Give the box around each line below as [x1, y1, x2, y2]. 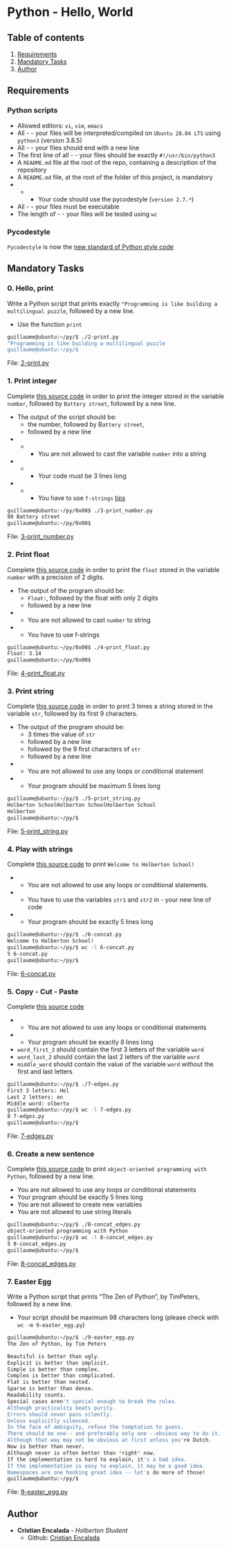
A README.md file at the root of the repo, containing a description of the [17, 158, 216, 166]
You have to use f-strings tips [37, 493, 126, 502]
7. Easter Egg [7, 1276, 52, 1286]
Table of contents [7, 32, 84, 44]
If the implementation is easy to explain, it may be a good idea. [7, 1462, 206, 1469]
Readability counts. [7, 1391, 67, 1398]
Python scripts [7, 105, 58, 115]
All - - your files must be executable [17, 202, 120, 211]
